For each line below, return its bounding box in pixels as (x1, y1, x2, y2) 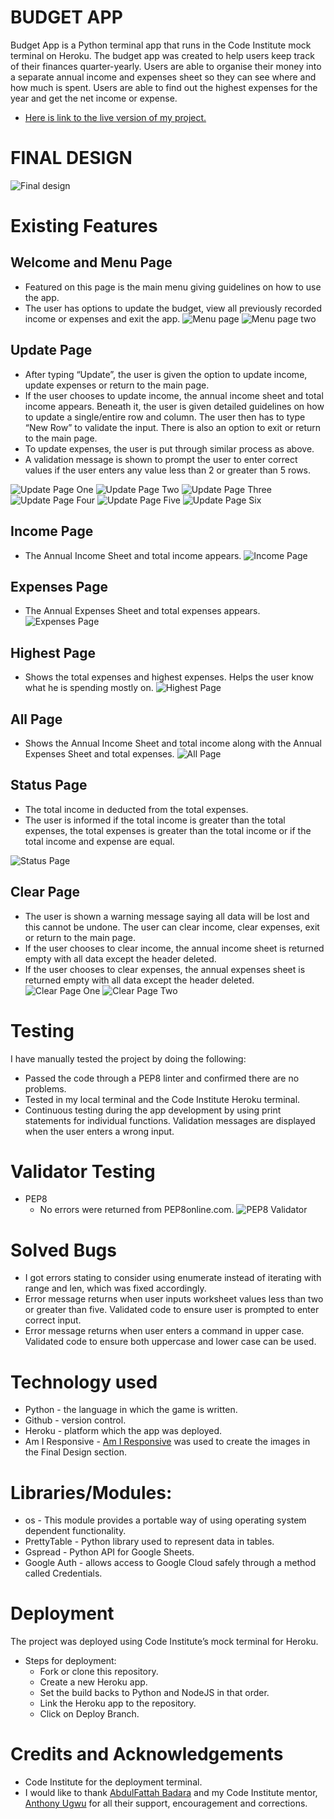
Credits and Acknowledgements (10, 1743, 284, 1766)
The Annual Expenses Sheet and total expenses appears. (24, 605, 261, 617)
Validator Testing (10, 1160, 156, 1183)
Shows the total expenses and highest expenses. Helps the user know (24, 671, 315, 683)
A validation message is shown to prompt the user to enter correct (24, 453, 298, 465)
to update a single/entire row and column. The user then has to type (24, 411, 306, 423)
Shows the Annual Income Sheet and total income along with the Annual (24, 737, 323, 749)
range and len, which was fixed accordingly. (24, 1282, 207, 1295)
